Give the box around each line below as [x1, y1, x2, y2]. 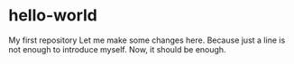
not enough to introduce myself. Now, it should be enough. [8, 44, 226, 54]
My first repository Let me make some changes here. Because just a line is [8, 35, 286, 45]
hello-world [8, 5, 98, 26]
